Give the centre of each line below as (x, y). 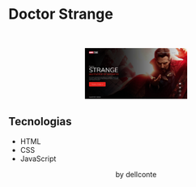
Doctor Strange (61, 14)
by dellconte (136, 174)
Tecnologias (40, 122)
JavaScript (38, 159)
